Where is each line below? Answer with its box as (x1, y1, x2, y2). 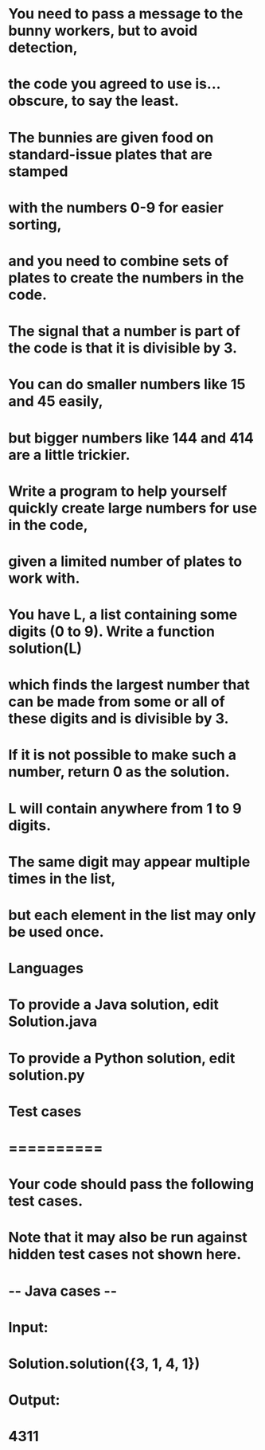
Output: (8, 1391, 60, 1409)
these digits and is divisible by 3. (8, 710, 229, 728)
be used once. (8, 923, 105, 941)
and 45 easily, (8, 392, 103, 411)
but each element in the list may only (8, 906, 256, 924)
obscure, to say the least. (8, 92, 179, 110)
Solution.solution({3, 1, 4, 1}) (8, 1355, 201, 1373)
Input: (8, 1318, 49, 1336)
